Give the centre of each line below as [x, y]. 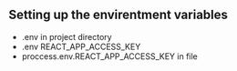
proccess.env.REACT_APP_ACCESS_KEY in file [109, 56]
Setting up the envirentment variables [118, 15]
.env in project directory [67, 36]
